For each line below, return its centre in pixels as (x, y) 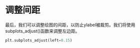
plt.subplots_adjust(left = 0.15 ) (39, 40)
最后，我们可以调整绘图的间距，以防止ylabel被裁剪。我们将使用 (70, 25)
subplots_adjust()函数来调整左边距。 (43, 31)
